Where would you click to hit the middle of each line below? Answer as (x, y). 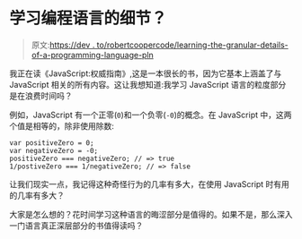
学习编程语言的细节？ (89, 18)
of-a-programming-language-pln (93, 55)
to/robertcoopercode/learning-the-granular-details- (193, 45)
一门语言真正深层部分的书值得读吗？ (76, 226)
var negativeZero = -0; (54, 150)
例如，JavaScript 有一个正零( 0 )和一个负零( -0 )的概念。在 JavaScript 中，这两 (151, 115)
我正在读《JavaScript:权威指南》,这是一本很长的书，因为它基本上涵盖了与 (146, 73)
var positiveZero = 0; (52, 143)
